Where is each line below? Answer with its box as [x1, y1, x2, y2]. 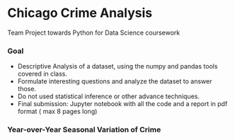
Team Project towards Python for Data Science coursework [7, 28, 180, 37]
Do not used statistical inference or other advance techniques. [17, 92, 200, 100]
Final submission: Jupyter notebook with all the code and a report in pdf [17, 100, 228, 108]
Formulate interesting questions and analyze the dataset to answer [17, 77, 212, 86]
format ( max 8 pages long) [17, 107, 98, 116]
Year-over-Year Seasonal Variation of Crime [7, 125, 161, 135]
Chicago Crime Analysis [7, 5, 153, 21]
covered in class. [17, 69, 68, 78]
